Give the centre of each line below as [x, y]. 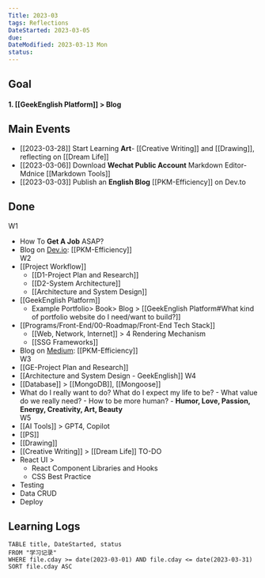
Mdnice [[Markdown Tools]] [65, 173]
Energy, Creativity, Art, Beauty [71, 409]
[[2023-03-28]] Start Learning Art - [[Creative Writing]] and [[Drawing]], [137, 148]
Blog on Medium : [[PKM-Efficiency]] [79, 350]
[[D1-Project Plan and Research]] [85, 274]
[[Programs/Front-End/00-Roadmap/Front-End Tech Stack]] [117, 325]
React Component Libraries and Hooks [95, 468]
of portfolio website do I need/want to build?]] [106, 316]
